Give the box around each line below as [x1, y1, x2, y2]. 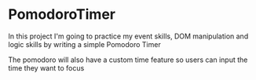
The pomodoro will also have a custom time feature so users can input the [8, 55, 248, 64]
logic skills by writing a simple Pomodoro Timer [8, 39, 161, 49]
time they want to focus [8, 63, 85, 72]
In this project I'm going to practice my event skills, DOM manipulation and [8, 31, 249, 41]
